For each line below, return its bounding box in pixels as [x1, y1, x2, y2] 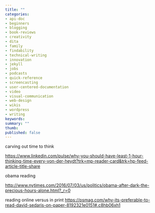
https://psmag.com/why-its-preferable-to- [65, 197, 151, 203]
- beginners [5, 21, 29, 26]
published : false [5, 130, 41, 135]
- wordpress [5, 107, 29, 113]
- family [5, 44, 23, 48]
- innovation [5, 57, 32, 62]
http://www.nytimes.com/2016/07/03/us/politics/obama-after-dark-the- [5, 182, 150, 189]
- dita [5, 39, 19, 44]
